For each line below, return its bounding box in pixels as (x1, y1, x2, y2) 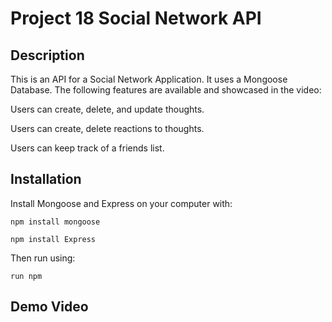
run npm (10, 271, 43, 281)
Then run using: (10, 252, 76, 264)
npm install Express (10, 234, 97, 244)
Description (10, 47, 85, 64)
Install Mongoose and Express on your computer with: (10, 197, 233, 209)
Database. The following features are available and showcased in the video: (10, 84, 322, 96)
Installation (10, 171, 82, 188)
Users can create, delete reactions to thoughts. (10, 123, 205, 134)
